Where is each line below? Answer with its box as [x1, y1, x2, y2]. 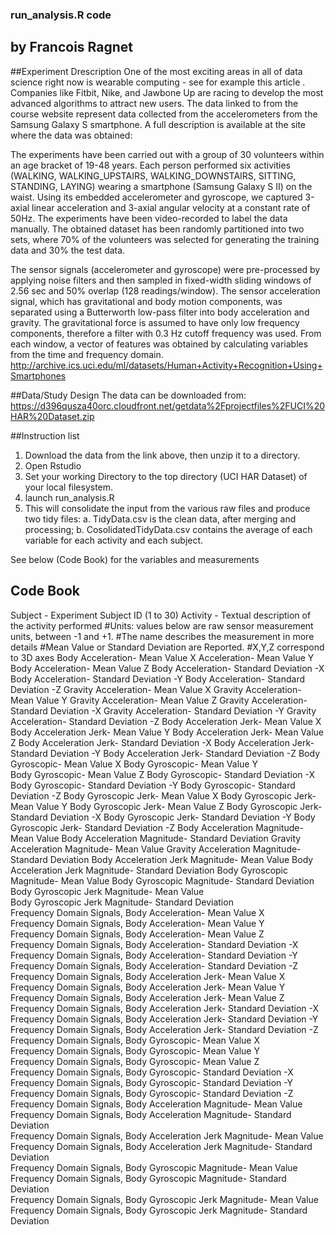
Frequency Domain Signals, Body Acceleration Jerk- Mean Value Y [10, 981, 286, 993]
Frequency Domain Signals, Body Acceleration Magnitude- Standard [10, 1108, 292, 1120]
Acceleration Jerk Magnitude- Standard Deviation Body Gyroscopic [10, 864, 288, 876]
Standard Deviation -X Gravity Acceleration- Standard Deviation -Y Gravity [10, 704, 317, 717]
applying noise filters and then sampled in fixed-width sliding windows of [10, 274, 312, 286]
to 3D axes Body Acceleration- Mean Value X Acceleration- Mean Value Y [10, 651, 315, 663]
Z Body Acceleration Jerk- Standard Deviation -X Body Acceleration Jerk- [10, 736, 315, 748]
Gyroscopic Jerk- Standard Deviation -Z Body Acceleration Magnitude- [10, 821, 304, 833]
